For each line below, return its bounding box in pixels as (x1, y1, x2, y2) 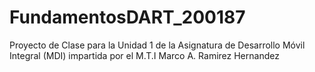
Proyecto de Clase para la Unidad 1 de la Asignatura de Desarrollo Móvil (9, 39, 306, 51)
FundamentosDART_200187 (9, 6, 246, 29)
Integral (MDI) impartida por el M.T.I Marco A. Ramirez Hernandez (9, 49, 280, 61)
